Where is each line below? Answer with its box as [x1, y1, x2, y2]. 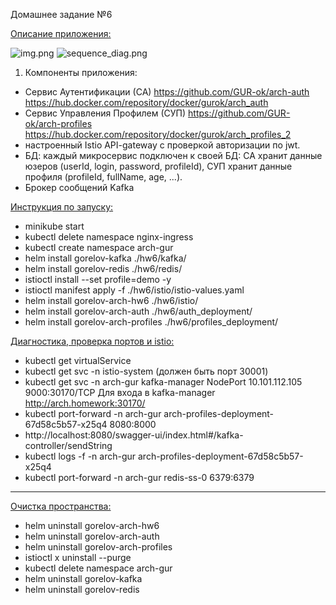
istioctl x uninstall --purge [24, 552, 132, 563]
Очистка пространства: [10, 500, 112, 512]
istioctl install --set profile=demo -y [24, 274, 172, 285]
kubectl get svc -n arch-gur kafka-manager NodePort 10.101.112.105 [24, 376, 303, 388]
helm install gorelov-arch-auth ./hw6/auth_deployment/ [24, 305, 253, 317]
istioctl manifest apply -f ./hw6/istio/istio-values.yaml [24, 284, 245, 296]
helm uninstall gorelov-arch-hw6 [24, 520, 160, 531]
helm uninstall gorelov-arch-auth [24, 530, 160, 542]
